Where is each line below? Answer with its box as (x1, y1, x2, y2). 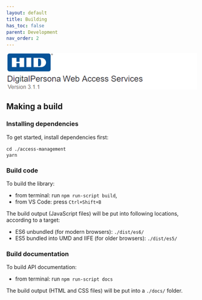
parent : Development (6, 29, 59, 35)
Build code (6, 166, 38, 174)
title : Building (6, 16, 47, 22)
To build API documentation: (6, 264, 77, 271)
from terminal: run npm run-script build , (15, 191, 117, 199)
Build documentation (6, 250, 70, 258)
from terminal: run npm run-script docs (15, 275, 113, 282)
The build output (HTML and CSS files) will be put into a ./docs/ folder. (6, 287, 183, 295)
